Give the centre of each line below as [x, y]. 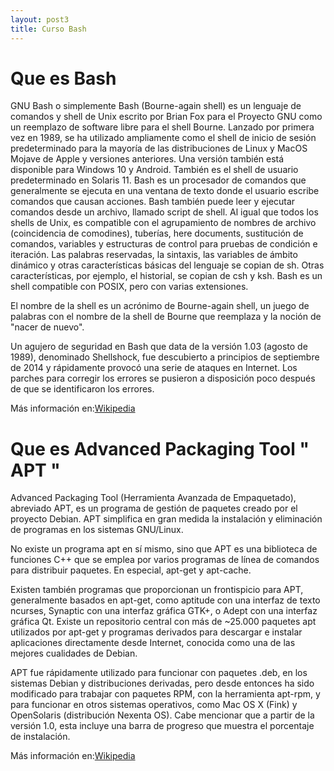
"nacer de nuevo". [47, 327]
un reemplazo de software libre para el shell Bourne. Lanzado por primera [162, 127]
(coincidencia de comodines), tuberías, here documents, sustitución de [157, 233]
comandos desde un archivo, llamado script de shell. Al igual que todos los [164, 212]
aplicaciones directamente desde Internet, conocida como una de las [153, 643]
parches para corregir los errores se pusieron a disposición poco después [163, 378]
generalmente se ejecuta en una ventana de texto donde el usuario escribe [165, 191]
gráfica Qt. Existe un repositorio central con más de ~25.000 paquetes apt [163, 622]
